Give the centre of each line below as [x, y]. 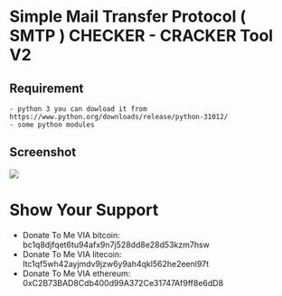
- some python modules [52, 125]
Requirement [47, 88]
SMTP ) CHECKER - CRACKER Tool [141, 36]
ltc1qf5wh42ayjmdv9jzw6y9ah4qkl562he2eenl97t [116, 264]
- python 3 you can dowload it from [78, 109]
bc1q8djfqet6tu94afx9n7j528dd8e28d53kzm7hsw [116, 245]
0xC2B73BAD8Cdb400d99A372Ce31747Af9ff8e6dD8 [123, 282]
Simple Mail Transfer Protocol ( [128, 17]
